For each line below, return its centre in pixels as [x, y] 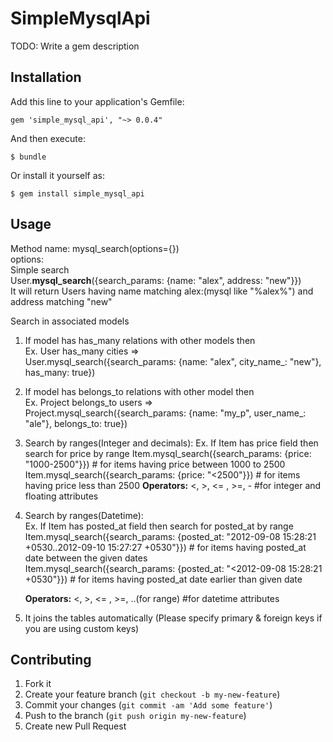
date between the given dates [86, 558]
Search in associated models [70, 321]
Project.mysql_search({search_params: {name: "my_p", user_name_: [165, 413]
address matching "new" [61, 301]
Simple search [40, 269]
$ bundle [28, 157]
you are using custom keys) [82, 628]
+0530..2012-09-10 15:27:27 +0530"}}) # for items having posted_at [165, 547]
